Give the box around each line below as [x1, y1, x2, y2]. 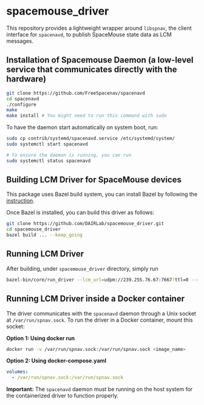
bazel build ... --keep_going [6, 232, 83, 238]
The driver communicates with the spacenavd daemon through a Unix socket [6, 310, 196, 317]
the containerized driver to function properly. [6, 392, 119, 400]
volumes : [6, 369, 29, 375]
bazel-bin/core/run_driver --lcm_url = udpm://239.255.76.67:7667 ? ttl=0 [6, 277, 189, 283]
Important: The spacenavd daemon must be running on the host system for [6, 386, 193, 393]
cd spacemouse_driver [6, 226, 61, 232]
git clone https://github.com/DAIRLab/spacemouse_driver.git [6, 221, 165, 227]
